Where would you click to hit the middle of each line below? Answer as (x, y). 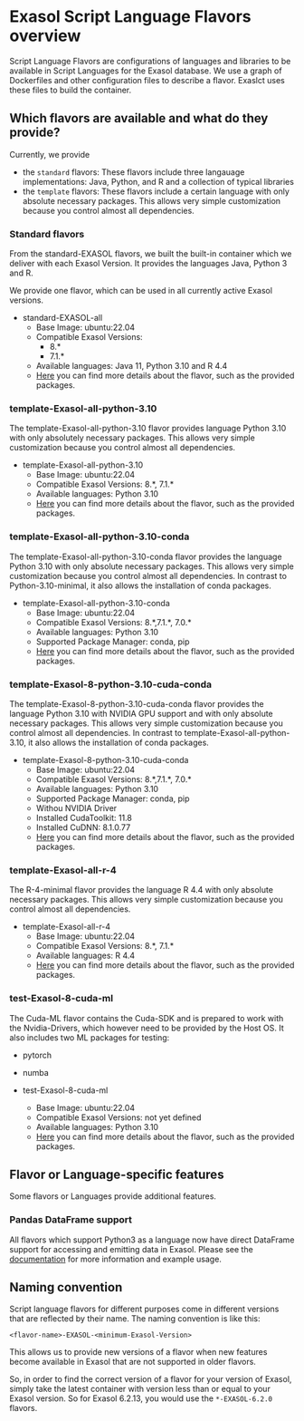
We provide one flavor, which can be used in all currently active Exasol (141, 291)
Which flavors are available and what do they (139, 118)
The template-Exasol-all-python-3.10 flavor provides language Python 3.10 (148, 429)
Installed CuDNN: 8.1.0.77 (83, 827)
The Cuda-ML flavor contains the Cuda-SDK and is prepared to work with (147, 1018)
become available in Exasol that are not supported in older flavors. (133, 1362)
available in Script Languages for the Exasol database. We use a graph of (146, 71)
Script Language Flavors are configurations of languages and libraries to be (150, 61)
